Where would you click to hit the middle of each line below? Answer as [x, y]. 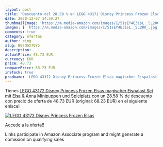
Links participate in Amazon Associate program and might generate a [74, 134]
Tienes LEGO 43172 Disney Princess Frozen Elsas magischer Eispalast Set [79, 90]
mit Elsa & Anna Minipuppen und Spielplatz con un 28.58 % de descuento [79, 96]
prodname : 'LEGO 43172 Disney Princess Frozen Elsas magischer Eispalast [81, 77]
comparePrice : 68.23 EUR [30, 68]
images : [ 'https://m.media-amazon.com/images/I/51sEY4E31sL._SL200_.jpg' [82, 28]
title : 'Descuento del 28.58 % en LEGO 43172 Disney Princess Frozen [77, 14]
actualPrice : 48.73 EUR [29, 54]
